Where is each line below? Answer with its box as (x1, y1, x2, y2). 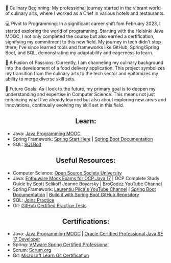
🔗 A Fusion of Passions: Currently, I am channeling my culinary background (5, 59, 164, 65)
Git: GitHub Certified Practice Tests (12, 202, 87, 208)
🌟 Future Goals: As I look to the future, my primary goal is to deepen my (5, 86, 156, 92)
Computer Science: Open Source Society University (12, 169, 122, 176)
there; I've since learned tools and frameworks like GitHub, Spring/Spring (5, 44, 159, 50)
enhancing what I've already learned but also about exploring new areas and (5, 97, 166, 102)
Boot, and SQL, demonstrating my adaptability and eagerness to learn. (5, 50, 154, 56)
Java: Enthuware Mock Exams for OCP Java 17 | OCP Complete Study (12, 175, 160, 181)
